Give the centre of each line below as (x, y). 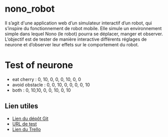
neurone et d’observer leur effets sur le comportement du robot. (72, 44)
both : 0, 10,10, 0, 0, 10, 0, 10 (41, 90)
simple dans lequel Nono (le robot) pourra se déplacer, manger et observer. (84, 34)
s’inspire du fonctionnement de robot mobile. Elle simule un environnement (83, 28)
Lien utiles (22, 106)
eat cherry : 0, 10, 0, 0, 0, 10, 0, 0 (47, 79)
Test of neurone (39, 65)
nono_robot (30, 9)
